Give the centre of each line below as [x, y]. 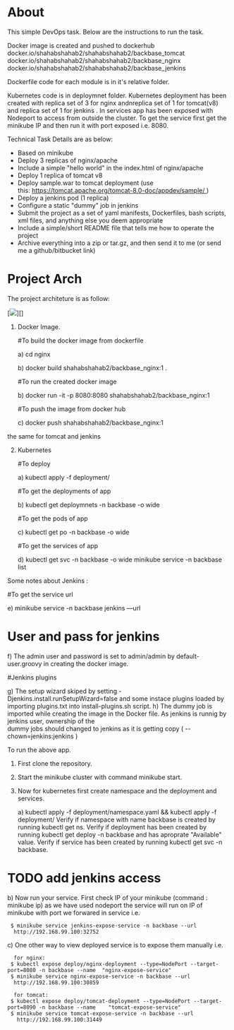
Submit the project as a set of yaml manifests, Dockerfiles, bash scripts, [122, 213]
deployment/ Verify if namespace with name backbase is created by [117, 819]
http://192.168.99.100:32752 [56, 932]
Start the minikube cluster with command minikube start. [100, 777]
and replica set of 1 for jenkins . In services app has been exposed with [110, 110]
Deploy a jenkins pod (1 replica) [63, 198]
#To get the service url [40, 594]
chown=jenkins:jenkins [41, 736]
